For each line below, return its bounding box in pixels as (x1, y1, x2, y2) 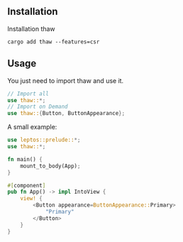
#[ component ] (7, 182, 46, 189)
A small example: (7, 123, 57, 131)
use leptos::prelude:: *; (7, 136, 81, 144)
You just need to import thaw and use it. (7, 76, 124, 84)
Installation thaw (7, 24, 55, 33)
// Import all (7, 90, 50, 97)
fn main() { (7, 155, 43, 163)
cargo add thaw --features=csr (7, 38, 100, 45)
